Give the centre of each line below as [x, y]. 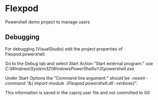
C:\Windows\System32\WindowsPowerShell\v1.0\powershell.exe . [70, 68]
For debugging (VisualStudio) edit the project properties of [64, 49]
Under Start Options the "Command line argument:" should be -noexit [75, 78]
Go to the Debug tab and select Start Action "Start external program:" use [79, 63]
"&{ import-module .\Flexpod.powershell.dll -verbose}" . [82, 83]
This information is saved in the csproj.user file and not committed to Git [78, 92]
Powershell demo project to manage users [48, 22]
